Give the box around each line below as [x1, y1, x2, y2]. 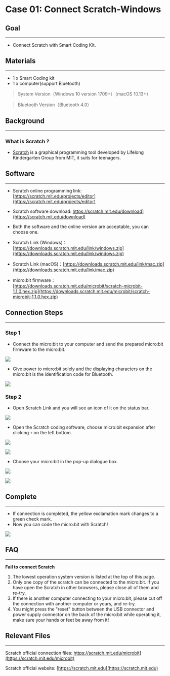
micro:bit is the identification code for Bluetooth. [12, 371, 114, 377]
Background [5, 117, 45, 125]
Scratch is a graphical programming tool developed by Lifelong [12, 149, 144, 155]
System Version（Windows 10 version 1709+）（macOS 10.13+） [17, 90, 151, 97]
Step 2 [5, 393, 22, 400]
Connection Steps [5, 308, 63, 317]
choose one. [12, 229, 39, 235]
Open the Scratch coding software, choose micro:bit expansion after [12, 424, 156, 430]
